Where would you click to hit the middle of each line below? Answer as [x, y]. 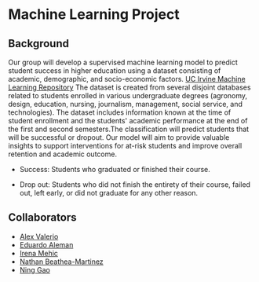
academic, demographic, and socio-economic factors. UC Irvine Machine [127, 79]
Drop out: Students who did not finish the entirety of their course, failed [135, 185]
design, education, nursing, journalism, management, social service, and [126, 104]
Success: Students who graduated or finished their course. [115, 169]
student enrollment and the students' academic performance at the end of [128, 121]
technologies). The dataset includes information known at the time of [120, 112]
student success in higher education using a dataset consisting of [115, 71]
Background [38, 44]
